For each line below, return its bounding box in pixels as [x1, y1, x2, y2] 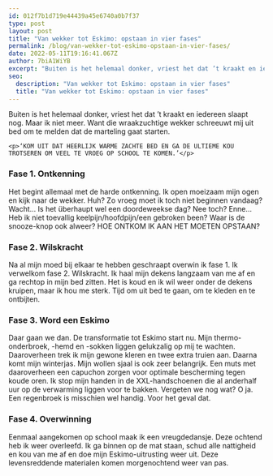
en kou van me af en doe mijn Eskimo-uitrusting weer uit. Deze [8, 449, 219, 459]
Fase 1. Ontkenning [8, 168, 85, 179]
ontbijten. [8, 294, 41, 304]
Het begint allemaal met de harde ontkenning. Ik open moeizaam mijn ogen [8, 187, 259, 196]
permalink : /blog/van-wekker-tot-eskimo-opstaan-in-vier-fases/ [8, 42, 231, 50]
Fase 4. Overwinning [8, 414, 92, 425]
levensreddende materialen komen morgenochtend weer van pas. [8, 457, 229, 467]
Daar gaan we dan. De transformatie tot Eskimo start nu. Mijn [8, 333, 213, 343]
